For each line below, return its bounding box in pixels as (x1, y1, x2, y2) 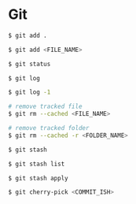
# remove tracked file (8, 102, 83, 111)
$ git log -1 (8, 88, 51, 96)
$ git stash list (8, 160, 65, 168)
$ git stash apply (8, 174, 68, 182)
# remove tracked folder (8, 124, 90, 132)
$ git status (8, 60, 51, 68)
